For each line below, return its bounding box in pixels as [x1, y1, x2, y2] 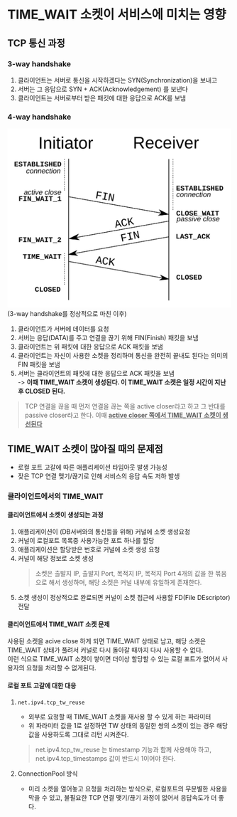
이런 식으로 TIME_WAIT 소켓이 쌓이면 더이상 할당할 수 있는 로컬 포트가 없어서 [7, 655, 221, 663]
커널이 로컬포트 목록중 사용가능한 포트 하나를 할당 [17, 537, 155, 545]
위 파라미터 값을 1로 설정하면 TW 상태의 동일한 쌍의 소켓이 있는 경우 [28, 721, 215, 729]
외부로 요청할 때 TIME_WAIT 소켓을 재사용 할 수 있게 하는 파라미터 [28, 712, 211, 721]
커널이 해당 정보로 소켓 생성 [17, 554, 94, 563]
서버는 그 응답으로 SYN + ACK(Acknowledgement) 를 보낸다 [17, 85, 188, 93]
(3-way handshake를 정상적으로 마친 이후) [7, 310, 127, 318]
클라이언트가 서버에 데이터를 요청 [17, 325, 109, 333]
